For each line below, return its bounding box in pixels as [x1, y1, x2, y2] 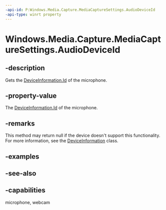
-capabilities [5, 186, 46, 195]
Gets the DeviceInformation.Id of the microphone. [5, 77, 107, 83]
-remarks [5, 119, 35, 128]
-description [5, 64, 45, 72]
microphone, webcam [5, 199, 50, 205]
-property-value [5, 91, 57, 100]
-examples [5, 152, 39, 161]
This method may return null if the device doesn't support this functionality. [5, 133, 160, 139]
